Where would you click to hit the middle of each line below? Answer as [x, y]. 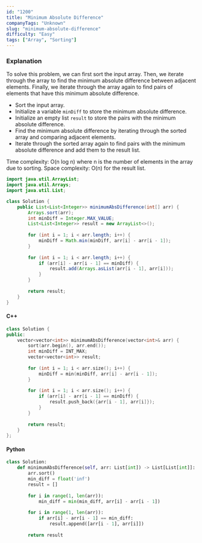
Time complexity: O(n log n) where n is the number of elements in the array [99, 162]
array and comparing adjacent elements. [65, 137]
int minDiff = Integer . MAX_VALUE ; [71, 218]
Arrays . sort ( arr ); [51, 213]
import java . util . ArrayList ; [43, 179]
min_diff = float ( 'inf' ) [59, 479]
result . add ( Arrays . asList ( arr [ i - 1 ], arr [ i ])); [112, 269]
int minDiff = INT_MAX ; [58, 352]
